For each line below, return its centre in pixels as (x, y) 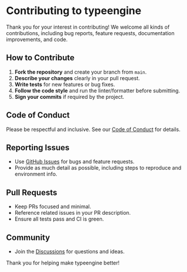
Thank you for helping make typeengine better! (63, 263)
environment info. (36, 174)
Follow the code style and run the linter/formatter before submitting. (97, 90)
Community (28, 237)
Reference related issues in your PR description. (72, 213)
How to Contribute (40, 58)
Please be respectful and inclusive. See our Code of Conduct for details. (93, 129)
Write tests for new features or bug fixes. (65, 84)
